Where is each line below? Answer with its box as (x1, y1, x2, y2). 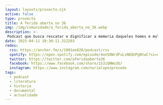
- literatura (9, 79, 36, 84)
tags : (5, 70, 16, 75)
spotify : (9, 52, 27, 57)
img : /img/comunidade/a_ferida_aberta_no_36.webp (5, 25, 108, 30)
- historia (9, 83, 32, 89)
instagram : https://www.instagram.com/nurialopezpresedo (9, 66, 127, 71)
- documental (9, 88, 36, 93)
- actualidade (9, 92, 38, 97)
